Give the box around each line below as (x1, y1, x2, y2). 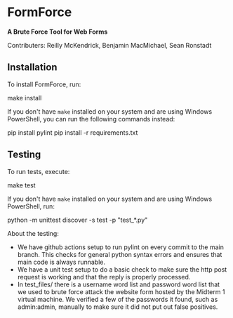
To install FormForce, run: (7, 80, 81, 88)
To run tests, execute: (7, 167, 70, 175)
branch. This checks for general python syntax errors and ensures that (17, 250, 222, 258)
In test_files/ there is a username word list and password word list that (17, 280, 220, 289)
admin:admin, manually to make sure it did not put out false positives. (17, 303, 218, 311)
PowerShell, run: (7, 201, 55, 211)
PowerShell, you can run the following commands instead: (7, 114, 175, 123)
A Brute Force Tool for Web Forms (7, 27, 108, 36)
